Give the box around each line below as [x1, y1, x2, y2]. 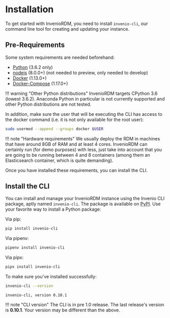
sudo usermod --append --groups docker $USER [5, 126, 103, 131]
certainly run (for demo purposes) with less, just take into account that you [5, 146, 162, 153]
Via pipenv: [5, 235, 29, 241]
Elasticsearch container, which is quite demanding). [5, 157, 114, 163]
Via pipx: [5, 254, 24, 261]
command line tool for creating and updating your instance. [5, 26, 130, 32]
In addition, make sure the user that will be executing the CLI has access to [5, 111, 163, 117]
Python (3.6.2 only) [12, 64, 53, 70]
